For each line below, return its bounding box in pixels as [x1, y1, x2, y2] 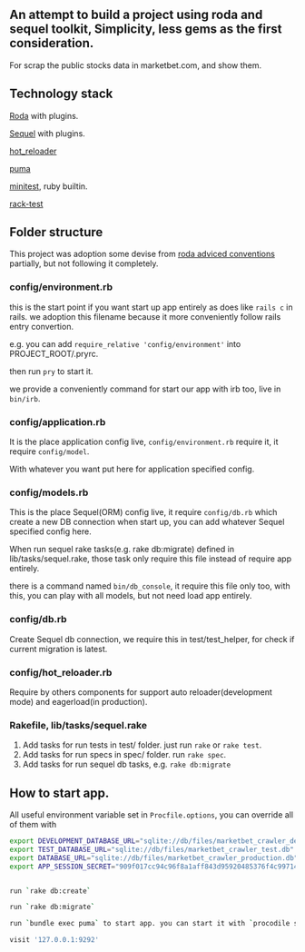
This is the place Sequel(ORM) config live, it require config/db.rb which [9, 507, 278, 518]
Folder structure [9, 224, 103, 240]
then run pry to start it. [9, 365, 93, 376]
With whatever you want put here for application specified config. [9, 463, 255, 475]
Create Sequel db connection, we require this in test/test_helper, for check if [9, 633, 295, 644]
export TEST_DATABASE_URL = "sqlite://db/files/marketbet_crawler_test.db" [9, 845, 295, 854]
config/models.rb [9, 486, 89, 499]
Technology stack [9, 86, 113, 102]
